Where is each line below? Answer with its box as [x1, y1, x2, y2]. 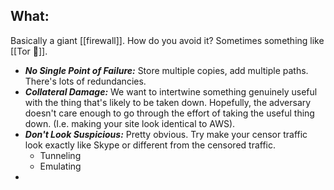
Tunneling [39, 149, 82, 161]
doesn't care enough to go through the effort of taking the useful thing [24, 107, 315, 119]
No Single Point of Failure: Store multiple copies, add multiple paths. [24, 64, 309, 76]
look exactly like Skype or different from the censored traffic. [24, 139, 277, 151]
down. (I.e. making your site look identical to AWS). [24, 117, 236, 129]
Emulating [39, 160, 82, 172]
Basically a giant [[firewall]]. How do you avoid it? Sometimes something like [10, 34, 325, 46]
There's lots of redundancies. [24, 75, 147, 87]
